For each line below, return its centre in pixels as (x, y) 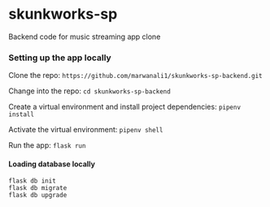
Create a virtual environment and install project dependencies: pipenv (125, 107)
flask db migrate (38, 188)
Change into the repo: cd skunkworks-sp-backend (89, 91)
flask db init (33, 181)
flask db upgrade (38, 196)
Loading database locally (52, 164)
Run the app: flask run (47, 145)
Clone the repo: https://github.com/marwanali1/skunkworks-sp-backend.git (135, 75)
